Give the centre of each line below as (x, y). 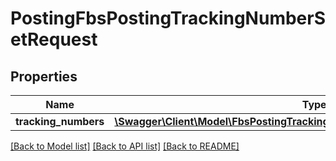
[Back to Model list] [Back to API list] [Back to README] (125, 146)
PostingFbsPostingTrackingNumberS (168, 18)
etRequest (54, 39)
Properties (44, 76)
